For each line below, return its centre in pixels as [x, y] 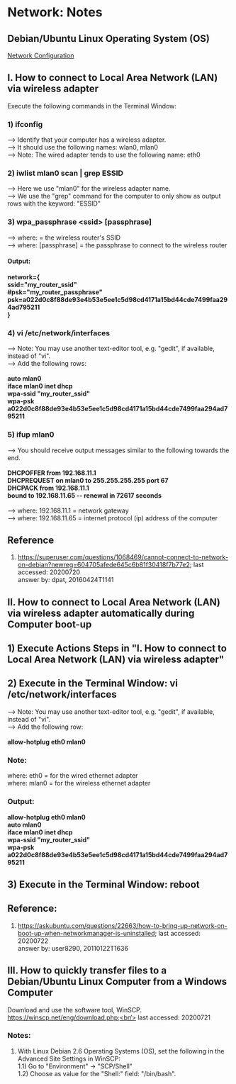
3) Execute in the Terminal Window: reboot [103, 884]
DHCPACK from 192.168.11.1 [49, 488]
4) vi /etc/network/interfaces [59, 333]
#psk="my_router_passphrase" [55, 292]
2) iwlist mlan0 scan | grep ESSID [66, 173]
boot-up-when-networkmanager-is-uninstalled [86, 933]
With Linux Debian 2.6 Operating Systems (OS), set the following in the [121, 1051]
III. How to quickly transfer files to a [87, 971]
